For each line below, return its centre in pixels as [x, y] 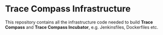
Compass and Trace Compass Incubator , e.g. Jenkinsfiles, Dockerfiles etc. [81, 27]
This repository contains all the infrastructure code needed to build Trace [79, 22]
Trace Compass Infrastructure [68, 9]
